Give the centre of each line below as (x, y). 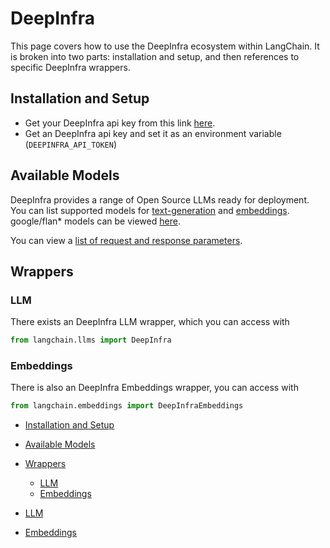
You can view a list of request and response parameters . (126, 240)
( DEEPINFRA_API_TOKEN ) (71, 144)
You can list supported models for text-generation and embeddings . (150, 210)
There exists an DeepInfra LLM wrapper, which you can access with (150, 322)
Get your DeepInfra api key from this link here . (120, 123)
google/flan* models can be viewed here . (95, 221)
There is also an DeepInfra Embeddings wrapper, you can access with (154, 388)
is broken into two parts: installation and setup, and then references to (155, 56)
